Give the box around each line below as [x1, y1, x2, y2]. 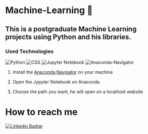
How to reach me [5, 106, 78, 118]
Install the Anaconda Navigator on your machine [12, 69, 113, 75]
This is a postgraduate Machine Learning [5, 25, 137, 33]
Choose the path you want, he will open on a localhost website [12, 88, 143, 95]
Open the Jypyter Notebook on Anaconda [12, 78, 100, 85]
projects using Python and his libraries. [5, 32, 131, 41]
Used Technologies [5, 48, 54, 55]
